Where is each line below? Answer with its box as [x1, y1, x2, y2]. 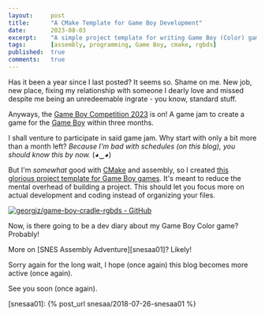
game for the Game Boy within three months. [8, 118, 154, 127]
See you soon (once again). [8, 284, 98, 293]
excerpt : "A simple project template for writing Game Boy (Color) [8, 33, 245, 42]
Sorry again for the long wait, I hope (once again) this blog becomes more [8, 260, 248, 269]
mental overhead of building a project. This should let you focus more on [8, 182, 244, 191]
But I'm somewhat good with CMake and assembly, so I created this [8, 165, 229, 175]
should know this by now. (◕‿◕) [8, 149, 112, 159]
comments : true [8, 56, 65, 64]
